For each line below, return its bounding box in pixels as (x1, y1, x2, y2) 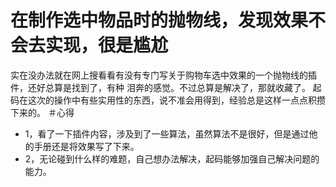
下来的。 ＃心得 (10, 106, 75, 118)
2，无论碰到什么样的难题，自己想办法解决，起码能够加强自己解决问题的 (24, 152, 320, 165)
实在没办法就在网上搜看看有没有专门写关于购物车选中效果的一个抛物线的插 (10, 69, 317, 81)
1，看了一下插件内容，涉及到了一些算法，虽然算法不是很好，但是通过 (24, 127, 310, 140)
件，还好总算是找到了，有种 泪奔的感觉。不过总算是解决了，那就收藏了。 (10, 81, 311, 93)
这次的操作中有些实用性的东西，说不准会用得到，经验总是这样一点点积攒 (27, 94, 326, 106)
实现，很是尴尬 (45, 34, 169, 57)
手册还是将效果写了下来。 (33, 140, 140, 152)
